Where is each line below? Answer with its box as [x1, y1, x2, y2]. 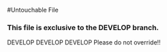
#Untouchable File [7, 6, 59, 14]
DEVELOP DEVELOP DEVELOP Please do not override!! [7, 38, 162, 47]
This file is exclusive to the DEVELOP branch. [7, 23, 159, 32]
